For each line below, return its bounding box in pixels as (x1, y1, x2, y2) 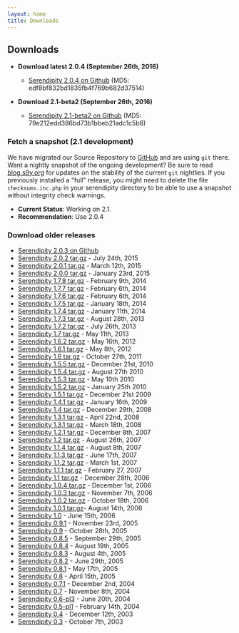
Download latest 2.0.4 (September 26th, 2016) (17, 62, 159, 71)
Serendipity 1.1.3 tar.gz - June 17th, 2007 (17, 451, 137, 459)
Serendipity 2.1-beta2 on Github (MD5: (28, 111, 142, 120)
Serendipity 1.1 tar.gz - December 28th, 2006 (17, 473, 150, 482)
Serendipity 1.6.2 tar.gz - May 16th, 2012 (17, 336, 136, 346)
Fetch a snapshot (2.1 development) (7, 137, 134, 147)
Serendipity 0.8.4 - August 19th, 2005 (17, 541, 129, 550)
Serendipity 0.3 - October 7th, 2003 (17, 617, 123, 626)
